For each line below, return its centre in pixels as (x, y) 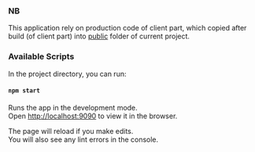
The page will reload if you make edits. (71, 131)
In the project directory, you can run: (67, 74)
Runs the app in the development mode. (73, 107)
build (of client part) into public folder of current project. (99, 36)
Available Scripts (41, 56)
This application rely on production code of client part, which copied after (128, 28)
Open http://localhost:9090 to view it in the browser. (93, 116)
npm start (24, 91)
